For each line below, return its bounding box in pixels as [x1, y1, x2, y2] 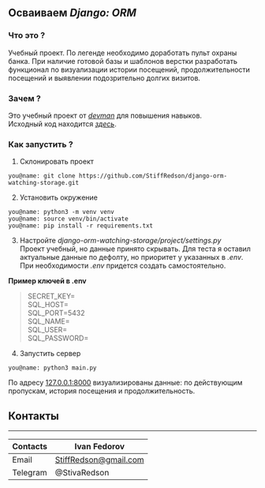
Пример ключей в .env [8, 276, 87, 286]
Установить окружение [19, 193, 99, 202]
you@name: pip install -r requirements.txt [8, 222, 154, 230]
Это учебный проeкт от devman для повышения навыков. [8, 111, 203, 120]
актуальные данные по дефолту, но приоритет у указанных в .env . [19, 253, 244, 262]
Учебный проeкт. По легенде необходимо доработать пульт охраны [8, 47, 237, 58]
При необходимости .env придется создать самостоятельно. [19, 261, 226, 271]
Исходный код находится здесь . [8, 118, 117, 129]
